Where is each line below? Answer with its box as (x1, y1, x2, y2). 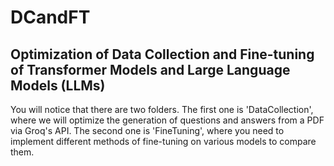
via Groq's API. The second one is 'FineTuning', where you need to (10, 125, 285, 136)
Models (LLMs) (10, 77, 106, 94)
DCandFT (10, 6, 91, 29)
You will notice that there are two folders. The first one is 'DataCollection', (10, 104, 314, 115)
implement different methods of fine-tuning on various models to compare (10, 136, 317, 147)
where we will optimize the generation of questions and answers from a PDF (10, 114, 325, 126)
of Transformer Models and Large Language (10, 61, 291, 78)
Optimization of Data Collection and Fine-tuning (10, 46, 315, 63)
